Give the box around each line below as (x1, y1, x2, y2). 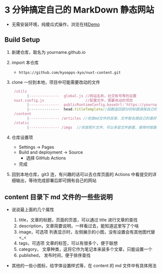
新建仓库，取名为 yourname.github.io (11, 49, 86, 55)
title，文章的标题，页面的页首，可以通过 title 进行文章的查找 (18, 217, 138, 223)
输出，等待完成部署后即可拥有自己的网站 (15, 177, 97, 183)
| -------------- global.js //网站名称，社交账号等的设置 (27, 93, 137, 98)
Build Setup (4, 36, 40, 44)
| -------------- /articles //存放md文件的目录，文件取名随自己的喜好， (27, 116, 161, 121)
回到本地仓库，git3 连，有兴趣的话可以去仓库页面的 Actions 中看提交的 (11, 171, 153, 177)
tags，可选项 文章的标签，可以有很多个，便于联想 (18, 241, 118, 246)
